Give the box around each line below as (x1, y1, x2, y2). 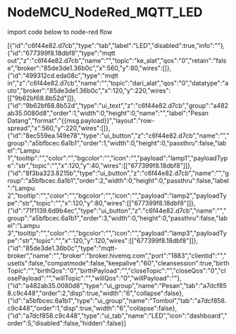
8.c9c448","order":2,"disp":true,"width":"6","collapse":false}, (7, 289, 185, 297)
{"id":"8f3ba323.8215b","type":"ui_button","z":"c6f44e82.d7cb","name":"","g (7, 169, 229, 177)
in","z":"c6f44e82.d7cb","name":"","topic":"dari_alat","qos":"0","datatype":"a (7, 78, 229, 87)
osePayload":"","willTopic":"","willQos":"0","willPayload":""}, (7, 273, 182, 282)
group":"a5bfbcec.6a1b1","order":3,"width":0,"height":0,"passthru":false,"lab (7, 213, 228, 222)
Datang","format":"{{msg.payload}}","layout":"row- (7, 116, 155, 124)
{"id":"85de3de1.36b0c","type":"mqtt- (7, 244, 118, 252)
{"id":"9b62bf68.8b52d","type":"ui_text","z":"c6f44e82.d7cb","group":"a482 (7, 101, 229, 109)
